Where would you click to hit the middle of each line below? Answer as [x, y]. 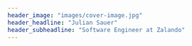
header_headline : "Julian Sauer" [63, 23]
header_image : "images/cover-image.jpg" [75, 15]
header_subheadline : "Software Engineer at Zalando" [96, 30]
